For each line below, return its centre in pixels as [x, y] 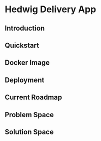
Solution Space [29, 132]
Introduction [25, 28]
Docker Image [27, 63]
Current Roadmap [33, 97]
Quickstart [22, 45]
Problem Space [29, 115]
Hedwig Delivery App [50, 9]
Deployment [25, 80]
